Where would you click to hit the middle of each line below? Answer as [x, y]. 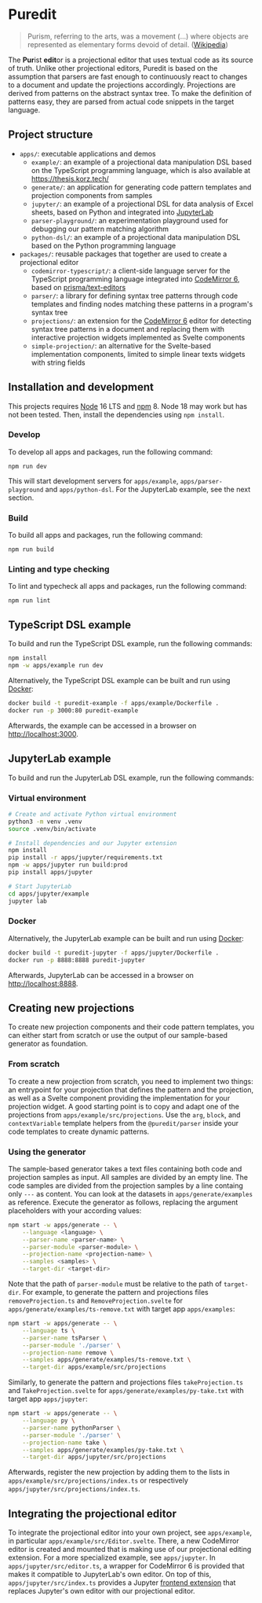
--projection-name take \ [65, 1443]
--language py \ [49, 1421]
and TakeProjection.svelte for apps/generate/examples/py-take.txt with [126, 1391]
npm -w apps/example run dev [56, 666]
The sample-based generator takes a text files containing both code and [125, 1168]
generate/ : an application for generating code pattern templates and [141, 187]
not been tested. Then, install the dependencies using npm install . [116, 414]
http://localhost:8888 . [43, 983]
